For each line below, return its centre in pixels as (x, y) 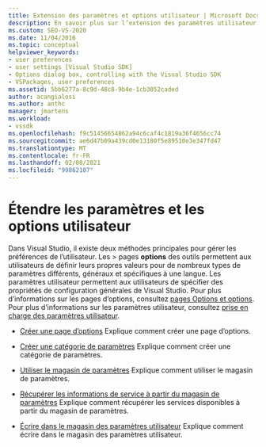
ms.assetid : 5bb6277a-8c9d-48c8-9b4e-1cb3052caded (93, 89)
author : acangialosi (42, 97)
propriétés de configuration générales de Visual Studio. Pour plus (115, 290)
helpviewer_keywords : (44, 52)
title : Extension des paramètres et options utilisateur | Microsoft (125, 15)
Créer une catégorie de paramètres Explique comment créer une (125, 346)
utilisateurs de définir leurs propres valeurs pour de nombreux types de (125, 265)
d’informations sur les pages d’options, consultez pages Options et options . (131, 299)
